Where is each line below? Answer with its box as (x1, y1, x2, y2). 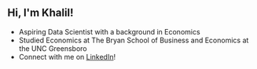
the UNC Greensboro (18, 43, 87, 53)
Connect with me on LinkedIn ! (18, 52, 116, 61)
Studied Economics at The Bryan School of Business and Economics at (18, 35, 249, 45)
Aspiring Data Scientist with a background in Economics (18, 27, 201, 36)
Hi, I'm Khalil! (7, 6, 74, 20)
